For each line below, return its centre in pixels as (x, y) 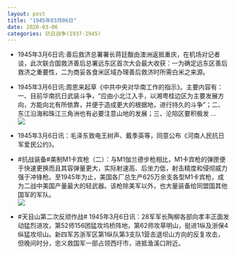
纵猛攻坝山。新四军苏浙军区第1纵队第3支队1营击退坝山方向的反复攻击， (120, 234)
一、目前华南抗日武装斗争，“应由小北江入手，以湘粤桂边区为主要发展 (118, 96)
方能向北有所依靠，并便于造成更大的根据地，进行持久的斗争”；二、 (127, 105)
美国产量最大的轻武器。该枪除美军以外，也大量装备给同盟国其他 (135, 186)
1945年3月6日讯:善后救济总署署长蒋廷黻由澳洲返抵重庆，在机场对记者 (119, 54)
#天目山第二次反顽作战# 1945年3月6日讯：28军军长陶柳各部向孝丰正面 (120, 217)
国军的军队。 (36, 195)
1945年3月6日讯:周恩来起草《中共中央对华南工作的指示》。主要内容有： (120, 87)
